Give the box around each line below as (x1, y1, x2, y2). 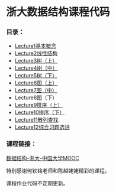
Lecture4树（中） (14, 64, 58, 71)
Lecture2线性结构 (14, 50, 58, 57)
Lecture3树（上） (14, 57, 58, 64)
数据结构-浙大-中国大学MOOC (6, 154, 80, 161)
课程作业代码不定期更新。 (6, 180, 69, 187)
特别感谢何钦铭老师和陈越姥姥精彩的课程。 (6, 167, 110, 174)
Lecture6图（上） (14, 79, 58, 86)
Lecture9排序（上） (14, 102, 63, 109)
